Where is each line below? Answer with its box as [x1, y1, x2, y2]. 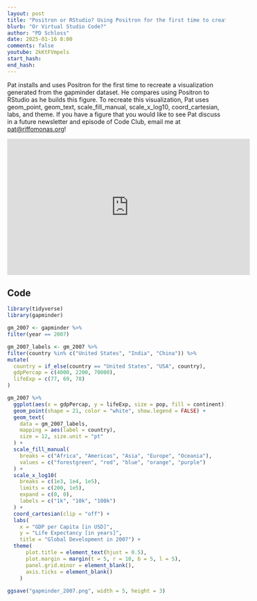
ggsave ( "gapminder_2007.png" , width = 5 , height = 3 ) [7, 588, 166, 595]
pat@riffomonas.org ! [7, 125, 67, 133]
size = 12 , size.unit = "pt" [19, 433, 104, 440]
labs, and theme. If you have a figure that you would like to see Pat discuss [7, 110, 220, 118]
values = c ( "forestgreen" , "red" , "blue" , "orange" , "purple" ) [19, 458, 206, 466]
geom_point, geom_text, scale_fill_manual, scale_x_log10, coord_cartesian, [7, 102, 220, 111]
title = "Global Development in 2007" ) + [19, 536, 141, 544]
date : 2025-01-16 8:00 [7, 36, 73, 43]
